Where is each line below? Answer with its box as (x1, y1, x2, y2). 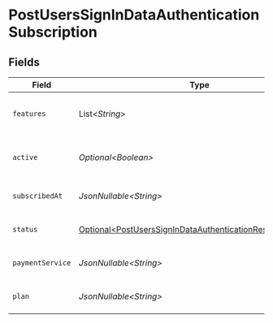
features (12, 110, 46, 118)
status (12, 225, 38, 234)
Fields (8, 55, 41, 69)
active (12, 153, 38, 161)
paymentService (12, 258, 71, 267)
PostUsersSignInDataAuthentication (8, 6, 260, 24)
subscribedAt (12, 192, 63, 200)
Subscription (8, 23, 97, 41)
